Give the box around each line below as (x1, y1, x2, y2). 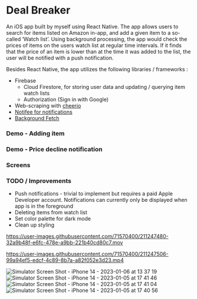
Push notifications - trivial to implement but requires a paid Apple (14, 190, 173, 197)
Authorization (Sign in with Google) (23, 95, 109, 103)
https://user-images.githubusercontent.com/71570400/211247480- (6, 233, 169, 240)
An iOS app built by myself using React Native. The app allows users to (6, 23, 179, 30)
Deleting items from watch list (14, 209, 87, 215)
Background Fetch (14, 114, 60, 121)
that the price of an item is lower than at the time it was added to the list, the (6, 48, 191, 55)
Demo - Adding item (6, 129, 65, 137)
